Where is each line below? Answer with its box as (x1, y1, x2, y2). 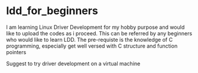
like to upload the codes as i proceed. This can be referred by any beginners (6, 29, 193, 36)
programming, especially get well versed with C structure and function (6, 42, 178, 49)
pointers (6, 48, 27, 55)
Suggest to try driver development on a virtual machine (6, 60, 141, 67)
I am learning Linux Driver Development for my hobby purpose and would (6, 24, 185, 31)
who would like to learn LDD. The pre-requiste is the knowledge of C (6, 36, 173, 43)
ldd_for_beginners (6, 4, 99, 18)
